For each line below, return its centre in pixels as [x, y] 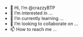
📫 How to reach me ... [33, 29]
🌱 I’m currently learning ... [37, 18]
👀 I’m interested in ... [31, 13]
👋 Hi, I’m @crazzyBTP [32, 8]
